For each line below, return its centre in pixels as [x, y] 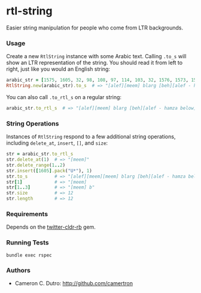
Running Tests [28, 243]
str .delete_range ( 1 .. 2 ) [36, 165]
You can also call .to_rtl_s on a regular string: [64, 97]
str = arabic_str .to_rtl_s [40, 154]
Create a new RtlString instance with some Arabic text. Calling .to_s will [96, 56]
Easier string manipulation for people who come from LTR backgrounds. [95, 28]
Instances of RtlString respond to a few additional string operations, [91, 137]
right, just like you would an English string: [58, 69]
